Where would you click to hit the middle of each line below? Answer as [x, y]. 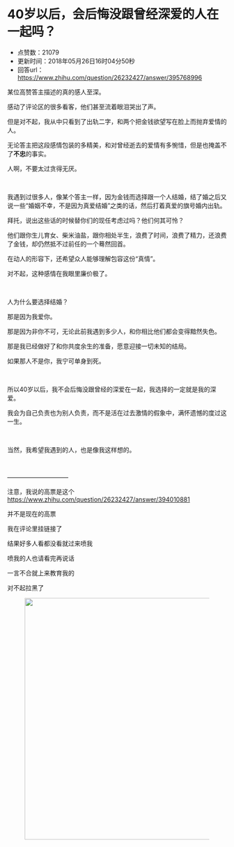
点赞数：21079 [38, 52]
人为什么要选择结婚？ [38, 302]
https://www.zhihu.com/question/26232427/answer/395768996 [110, 77]
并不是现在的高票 [32, 513]
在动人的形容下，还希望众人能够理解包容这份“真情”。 [83, 258]
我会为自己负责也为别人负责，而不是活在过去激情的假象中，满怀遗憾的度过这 [117, 412]
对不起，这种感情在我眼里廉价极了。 [59, 273]
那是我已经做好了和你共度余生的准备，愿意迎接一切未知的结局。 [99, 346]
